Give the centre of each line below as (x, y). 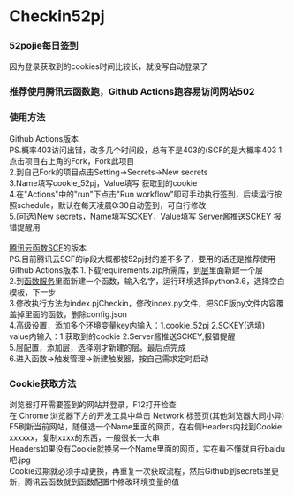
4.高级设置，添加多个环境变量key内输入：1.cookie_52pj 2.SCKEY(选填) (137, 325)
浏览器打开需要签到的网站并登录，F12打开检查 (93, 404)
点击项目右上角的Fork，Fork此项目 (72, 160)
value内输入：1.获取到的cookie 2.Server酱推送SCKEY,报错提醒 (122, 336)
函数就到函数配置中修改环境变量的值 (113, 482)
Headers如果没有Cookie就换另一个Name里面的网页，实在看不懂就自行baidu (147, 449)
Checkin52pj (57, 16)
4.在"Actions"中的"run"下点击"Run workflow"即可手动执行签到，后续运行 (142, 194)
